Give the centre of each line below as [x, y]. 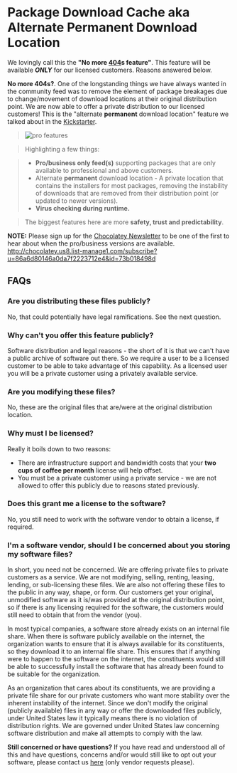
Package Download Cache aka [99, 12]
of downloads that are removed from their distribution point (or [127, 193]
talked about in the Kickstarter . [52, 121]
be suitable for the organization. [54, 674]
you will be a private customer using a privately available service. [103, 373]
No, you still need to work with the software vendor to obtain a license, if [114, 519]
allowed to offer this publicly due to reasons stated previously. [109, 485]
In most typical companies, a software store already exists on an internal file [118, 629]
